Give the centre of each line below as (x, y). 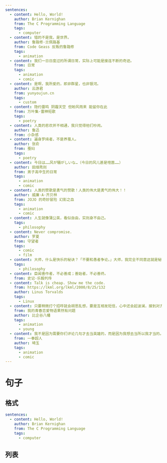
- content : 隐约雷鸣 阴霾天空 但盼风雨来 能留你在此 (59, 107)
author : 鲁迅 (27, 130)
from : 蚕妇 (25, 149)
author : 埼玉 (27, 343)
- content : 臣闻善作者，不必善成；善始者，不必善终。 (59, 274)
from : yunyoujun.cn (34, 93)
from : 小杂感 (26, 135)
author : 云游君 (29, 88)
